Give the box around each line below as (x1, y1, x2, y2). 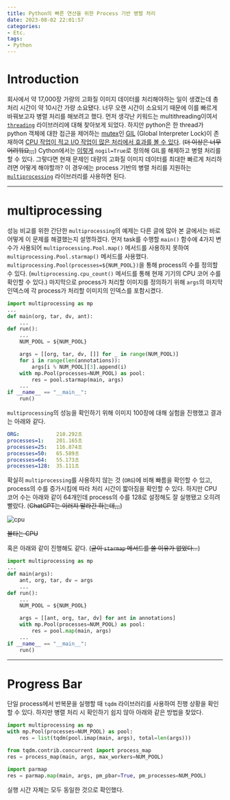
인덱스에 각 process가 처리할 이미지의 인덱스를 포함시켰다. (7, 286, 163, 295)
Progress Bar (7, 676, 83, 692)
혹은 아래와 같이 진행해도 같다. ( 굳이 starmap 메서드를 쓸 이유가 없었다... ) (7, 544, 201, 553)
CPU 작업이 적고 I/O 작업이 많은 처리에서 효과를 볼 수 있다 (25, 138, 179, 146)
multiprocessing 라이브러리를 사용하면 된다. (7, 172, 127, 180)
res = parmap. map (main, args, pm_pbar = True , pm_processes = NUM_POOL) (7, 772, 207, 779)
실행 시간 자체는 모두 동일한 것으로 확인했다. (7, 786, 125, 794)
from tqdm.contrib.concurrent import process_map (7, 747, 152, 754)
